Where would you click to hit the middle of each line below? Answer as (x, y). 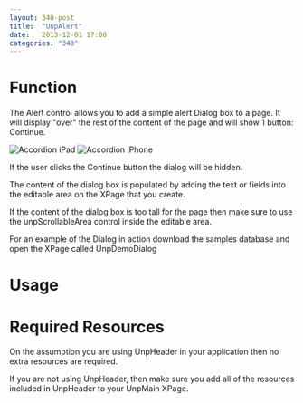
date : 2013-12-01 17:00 (58, 34)
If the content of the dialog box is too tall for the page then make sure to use (151, 212)
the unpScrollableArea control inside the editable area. (111, 222)
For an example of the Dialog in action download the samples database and (150, 239)
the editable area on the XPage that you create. (97, 195)
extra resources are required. (64, 361)
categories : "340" (44, 43)
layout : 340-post (42, 18)
